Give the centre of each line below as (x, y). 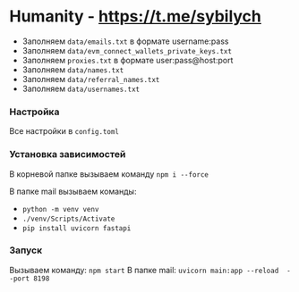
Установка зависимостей (68, 154)
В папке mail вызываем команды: (73, 191)
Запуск (26, 250)
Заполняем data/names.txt (73, 70)
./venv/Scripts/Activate (68, 219)
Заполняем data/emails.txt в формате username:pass (125, 41)
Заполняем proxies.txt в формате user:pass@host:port (128, 60)
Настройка (34, 112)
